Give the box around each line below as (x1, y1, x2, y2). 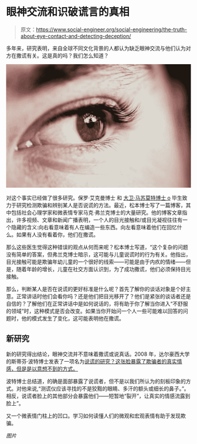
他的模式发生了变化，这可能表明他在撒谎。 (21, 315, 124, 322)
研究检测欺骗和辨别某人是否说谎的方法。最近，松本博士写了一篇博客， (16, 202, 186, 209)
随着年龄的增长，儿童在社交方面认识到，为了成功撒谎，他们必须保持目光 (16, 266, 191, 273)
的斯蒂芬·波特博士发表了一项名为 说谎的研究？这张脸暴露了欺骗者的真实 (6, 358, 178, 365)
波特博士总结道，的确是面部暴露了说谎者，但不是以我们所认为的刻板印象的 (6, 378, 186, 385)
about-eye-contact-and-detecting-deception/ (20, 32, 131, 39)
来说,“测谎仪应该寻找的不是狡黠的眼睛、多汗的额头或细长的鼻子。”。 (26, 385, 189, 392)
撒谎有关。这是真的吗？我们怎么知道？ (16, 52, 109, 59)
